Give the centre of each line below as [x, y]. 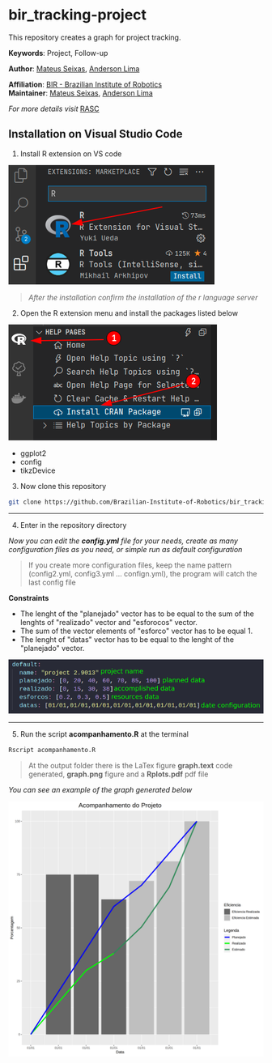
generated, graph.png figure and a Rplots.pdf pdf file [118, 774]
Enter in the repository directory [73, 525]
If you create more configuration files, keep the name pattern [130, 565]
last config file [52, 582]
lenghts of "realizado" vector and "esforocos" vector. [109, 622]
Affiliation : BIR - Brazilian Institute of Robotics [85, 84]
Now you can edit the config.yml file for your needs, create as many [123, 541]
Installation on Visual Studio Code [96, 134]
